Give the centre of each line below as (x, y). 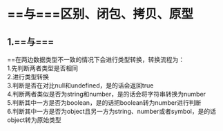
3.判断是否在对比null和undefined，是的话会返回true (80, 85)
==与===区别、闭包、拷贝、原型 (100, 14)
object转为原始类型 (35, 120)
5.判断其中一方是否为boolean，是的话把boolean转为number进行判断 (104, 103)
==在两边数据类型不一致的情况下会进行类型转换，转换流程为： (96, 60)
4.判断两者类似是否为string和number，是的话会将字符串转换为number (106, 94)
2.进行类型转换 (28, 77)
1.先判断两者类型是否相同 (42, 68)
